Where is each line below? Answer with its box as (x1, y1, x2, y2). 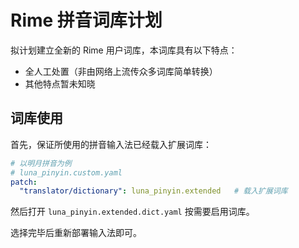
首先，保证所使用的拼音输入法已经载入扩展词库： (10, 138, 212, 150)
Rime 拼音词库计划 (10, 9, 163, 32)
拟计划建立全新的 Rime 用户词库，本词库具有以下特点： (10, 44, 238, 56)
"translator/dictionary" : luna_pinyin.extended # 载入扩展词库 (19, 186, 288, 196)
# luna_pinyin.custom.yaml (10, 167, 123, 178)
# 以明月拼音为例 (10, 158, 72, 168)
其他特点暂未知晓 (24, 77, 96, 90)
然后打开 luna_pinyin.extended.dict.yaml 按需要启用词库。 (10, 206, 255, 218)
